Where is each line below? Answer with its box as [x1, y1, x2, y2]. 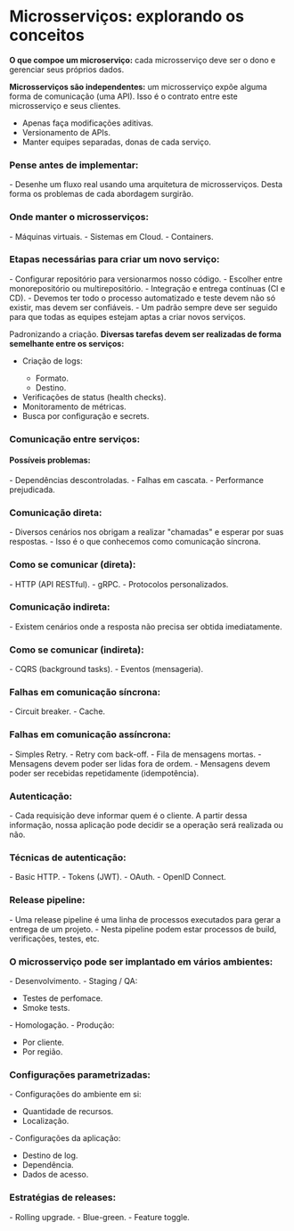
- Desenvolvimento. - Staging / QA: [9, 975, 138, 986]
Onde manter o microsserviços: [9, 211, 150, 224]
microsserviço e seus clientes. [9, 100, 121, 111]
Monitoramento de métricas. [21, 401, 127, 412]
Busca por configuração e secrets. [21, 410, 150, 421]
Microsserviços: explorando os [9, 6, 245, 27]
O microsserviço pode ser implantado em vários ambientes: [9, 956, 274, 968]
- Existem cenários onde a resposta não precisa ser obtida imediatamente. [9, 621, 282, 632]
